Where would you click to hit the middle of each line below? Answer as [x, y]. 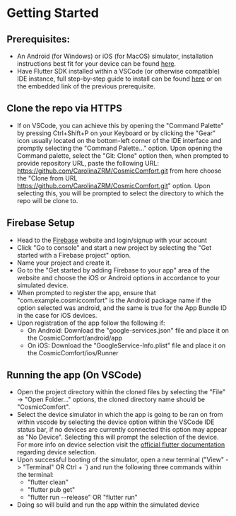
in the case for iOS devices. [57, 315]
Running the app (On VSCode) [74, 375]
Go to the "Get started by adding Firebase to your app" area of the [113, 270]
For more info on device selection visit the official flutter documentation [121, 445]
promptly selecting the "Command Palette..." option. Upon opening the [120, 148]
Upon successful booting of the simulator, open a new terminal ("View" [120, 460]
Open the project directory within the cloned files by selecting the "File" [121, 392]
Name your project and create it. [64, 263]
